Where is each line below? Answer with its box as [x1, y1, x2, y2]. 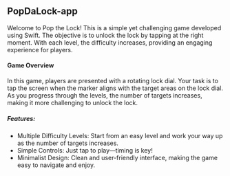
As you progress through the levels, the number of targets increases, [7, 91, 202, 100]
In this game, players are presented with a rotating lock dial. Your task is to [7, 77, 219, 85]
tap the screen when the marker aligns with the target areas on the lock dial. [7, 84, 224, 92]
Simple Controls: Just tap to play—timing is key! [17, 146, 153, 154]
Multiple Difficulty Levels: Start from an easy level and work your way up [17, 131, 223, 140]
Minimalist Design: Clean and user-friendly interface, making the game [17, 153, 218, 162]
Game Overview [7, 61, 54, 69]
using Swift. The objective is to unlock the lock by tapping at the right [7, 31, 204, 39]
